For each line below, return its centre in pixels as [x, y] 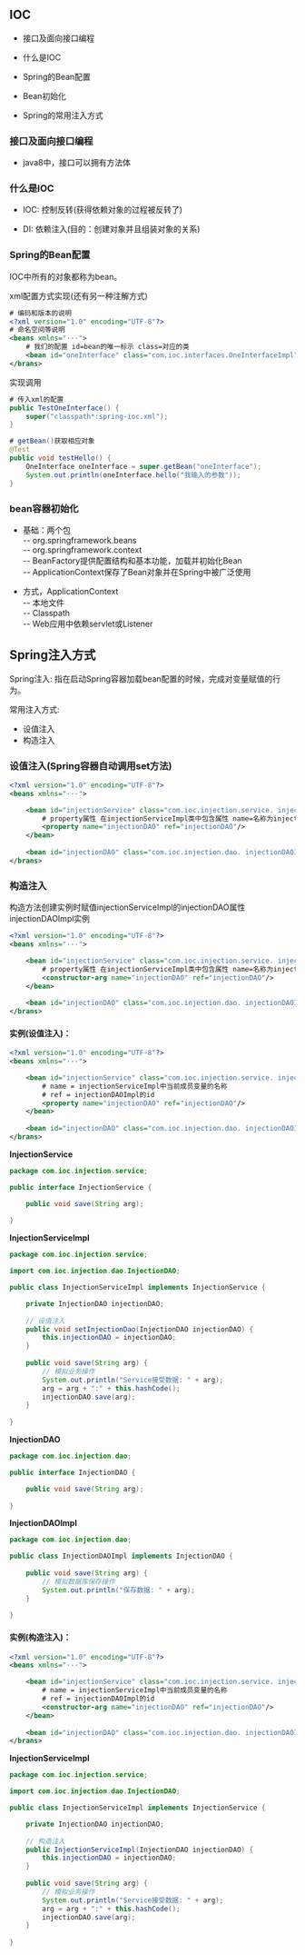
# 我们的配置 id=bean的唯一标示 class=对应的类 [108, 347]
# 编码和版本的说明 [41, 313]
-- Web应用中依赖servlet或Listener [88, 623]
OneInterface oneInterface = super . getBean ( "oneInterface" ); [143, 466]
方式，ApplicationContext [70, 591]
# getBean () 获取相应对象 [52, 441]
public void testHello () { [60, 458]
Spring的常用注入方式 [63, 115]
